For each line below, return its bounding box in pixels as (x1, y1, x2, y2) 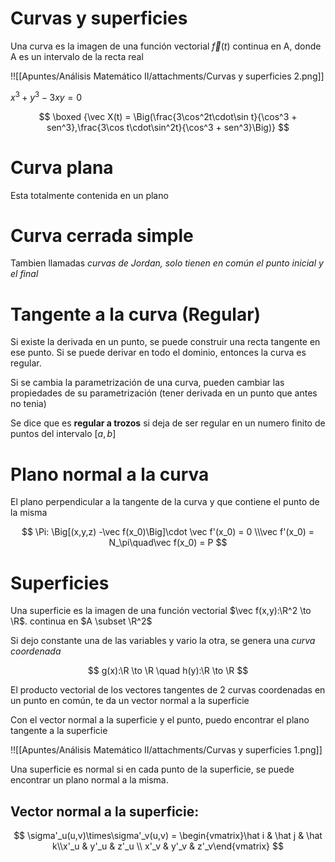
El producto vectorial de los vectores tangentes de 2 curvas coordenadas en (10, 684, 326, 696)
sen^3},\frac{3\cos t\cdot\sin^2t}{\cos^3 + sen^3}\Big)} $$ (46, 121, 290, 133)
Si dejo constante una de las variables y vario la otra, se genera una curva (10, 635, 316, 647)
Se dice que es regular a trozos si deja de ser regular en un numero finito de (10, 417, 326, 429)
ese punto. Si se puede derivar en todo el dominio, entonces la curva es (10, 347, 307, 359)
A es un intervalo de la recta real (10, 50, 144, 62)
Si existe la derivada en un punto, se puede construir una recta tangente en (10, 336, 321, 348)
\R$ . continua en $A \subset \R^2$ (10, 615, 153, 627)
